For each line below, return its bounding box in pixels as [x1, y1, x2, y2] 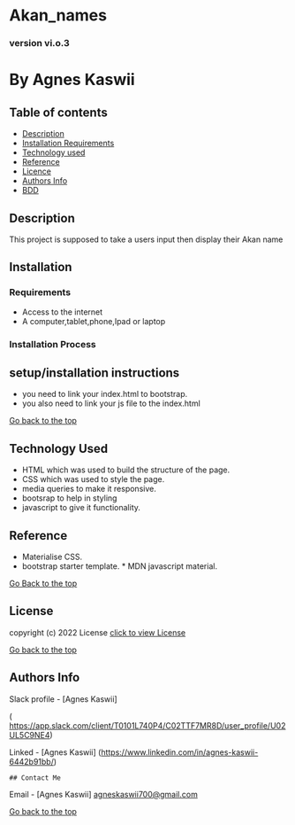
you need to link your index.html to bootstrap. [21, 389, 188, 400]
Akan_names [9, 5, 108, 26]
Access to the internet [21, 307, 103, 317]
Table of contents [9, 105, 108, 120]
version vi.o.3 [9, 37, 70, 50]
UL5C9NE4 [9, 729, 50, 740]
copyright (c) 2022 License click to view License [9, 627, 186, 638]
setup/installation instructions [9, 365, 180, 380]
